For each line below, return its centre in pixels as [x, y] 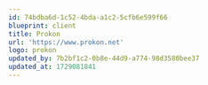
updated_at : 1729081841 [52, 67]
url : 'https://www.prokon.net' [66, 42]
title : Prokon [35, 34]
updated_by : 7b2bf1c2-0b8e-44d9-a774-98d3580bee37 [104, 58]
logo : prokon [32, 50]
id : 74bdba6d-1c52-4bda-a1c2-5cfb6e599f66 [88, 17]
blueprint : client [42, 26]
